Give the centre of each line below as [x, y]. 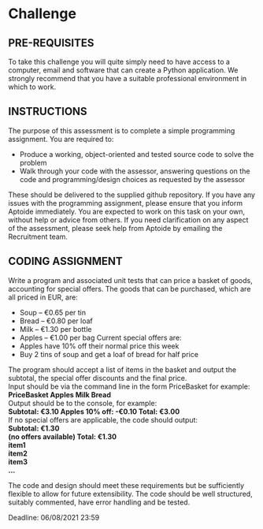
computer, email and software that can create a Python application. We [123, 70]
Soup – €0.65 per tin [53, 312]
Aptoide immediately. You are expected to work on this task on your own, [127, 211]
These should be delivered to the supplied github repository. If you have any [132, 195]
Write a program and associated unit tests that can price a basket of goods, [131, 280]
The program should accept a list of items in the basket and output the [122, 369]
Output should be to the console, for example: [83, 403]
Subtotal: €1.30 [34, 428]
